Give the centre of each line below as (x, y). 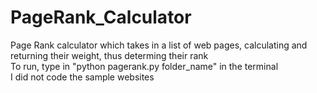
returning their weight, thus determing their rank (109, 55)
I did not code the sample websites (82, 77)
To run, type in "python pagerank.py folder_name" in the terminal (144, 66)
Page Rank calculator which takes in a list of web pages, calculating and (159, 45)
